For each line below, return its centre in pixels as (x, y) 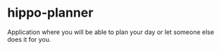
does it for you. (29, 39)
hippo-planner (50, 13)
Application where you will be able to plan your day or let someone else (111, 32)
